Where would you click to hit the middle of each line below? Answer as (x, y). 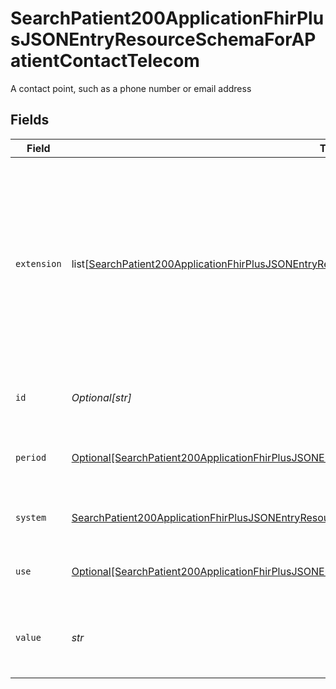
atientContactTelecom (105, 61)
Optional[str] (101, 397)
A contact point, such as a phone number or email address (131, 88)
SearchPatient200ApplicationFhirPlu (167, 18)
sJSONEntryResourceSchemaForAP (163, 39)
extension (38, 263)
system (31, 517)
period (31, 457)
